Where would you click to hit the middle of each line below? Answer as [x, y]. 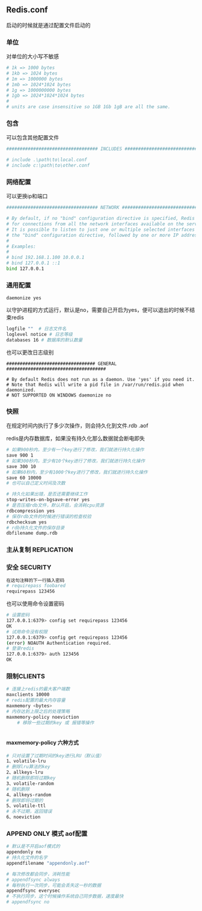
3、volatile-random [30, 784]
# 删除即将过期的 [25, 800]
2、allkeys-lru [25, 772]
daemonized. [21, 390]
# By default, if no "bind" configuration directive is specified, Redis [101, 219]
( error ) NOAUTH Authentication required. [59, 643]
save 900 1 [20, 455]
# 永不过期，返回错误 [29, 812]
